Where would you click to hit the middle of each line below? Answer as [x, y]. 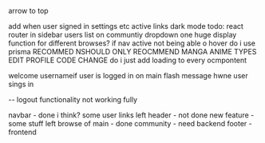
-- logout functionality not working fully [73, 99]
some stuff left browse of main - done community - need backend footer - [131, 123]
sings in [21, 84]
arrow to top [29, 11]
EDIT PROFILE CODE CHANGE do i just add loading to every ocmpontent [128, 60]
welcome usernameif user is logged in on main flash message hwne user [129, 75]
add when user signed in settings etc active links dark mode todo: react [126, 26]
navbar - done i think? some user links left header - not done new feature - [131, 115]
